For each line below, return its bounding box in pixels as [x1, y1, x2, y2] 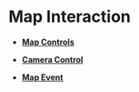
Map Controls [21, 36, 74, 47]
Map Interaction [8, 6, 131, 27]
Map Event [21, 71, 64, 83]
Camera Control [21, 54, 84, 65]
